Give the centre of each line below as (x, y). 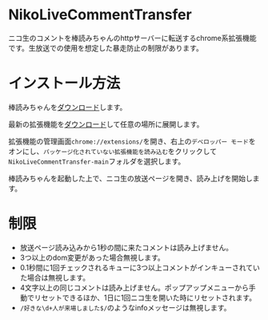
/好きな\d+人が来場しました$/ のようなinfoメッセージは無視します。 (125, 307)
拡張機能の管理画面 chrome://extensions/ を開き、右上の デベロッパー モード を (132, 141)
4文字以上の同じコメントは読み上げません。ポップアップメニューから (134, 287)
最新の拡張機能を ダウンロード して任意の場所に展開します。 (106, 124)
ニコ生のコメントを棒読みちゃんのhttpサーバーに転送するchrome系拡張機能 (133, 38)
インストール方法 (64, 84)
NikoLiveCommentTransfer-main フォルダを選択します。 (97, 161)
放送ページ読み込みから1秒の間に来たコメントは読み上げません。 (126, 247)
